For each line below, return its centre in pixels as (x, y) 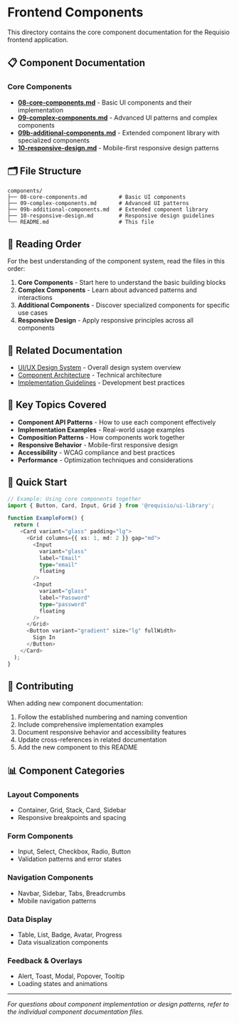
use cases (33, 313)
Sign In (44, 638)
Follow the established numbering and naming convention (102, 717)
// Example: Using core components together (74, 499)
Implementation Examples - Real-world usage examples (101, 430)
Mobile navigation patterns (57, 900)
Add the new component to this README (78, 747)
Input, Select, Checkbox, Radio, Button (74, 851)
